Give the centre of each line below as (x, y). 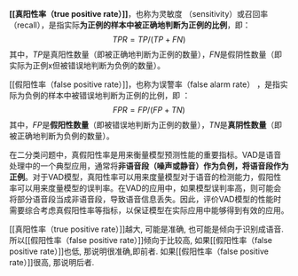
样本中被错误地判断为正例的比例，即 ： (119, 95)
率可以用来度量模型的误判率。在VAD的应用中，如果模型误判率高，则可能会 (145, 188)
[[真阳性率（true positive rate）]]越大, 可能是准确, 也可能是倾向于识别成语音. (146, 229)
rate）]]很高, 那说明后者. (52, 262)
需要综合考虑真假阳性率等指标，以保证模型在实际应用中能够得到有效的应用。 (149, 210)
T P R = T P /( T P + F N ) (149, 39)
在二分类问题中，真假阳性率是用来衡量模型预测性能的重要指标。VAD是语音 (145, 155)
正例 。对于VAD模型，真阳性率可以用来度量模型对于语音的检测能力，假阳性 (145, 177)
